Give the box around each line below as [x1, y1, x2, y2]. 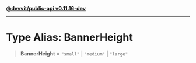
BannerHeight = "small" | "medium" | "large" [20, 50, 128, 57]
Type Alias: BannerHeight [6, 31, 133, 44]
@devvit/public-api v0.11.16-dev [6, 5, 86, 12]
